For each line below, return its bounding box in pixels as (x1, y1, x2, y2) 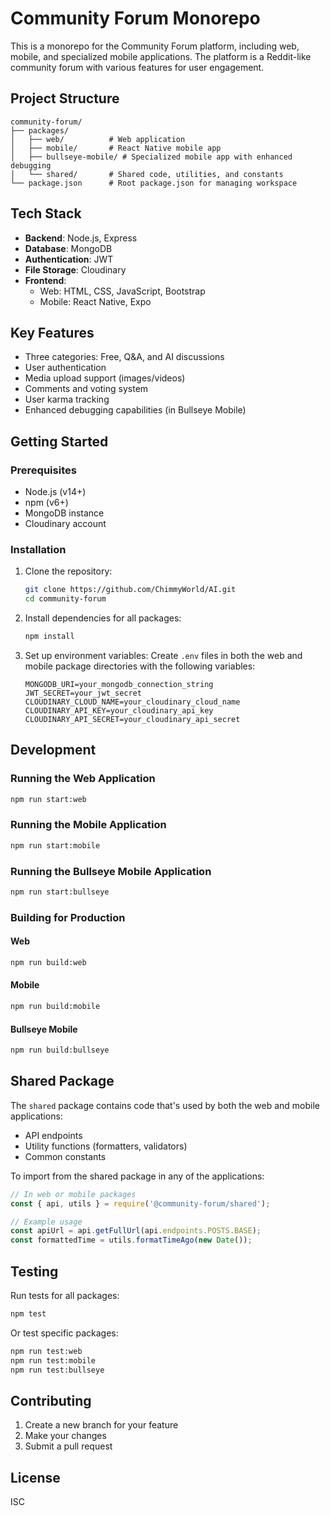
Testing (10, 1263, 59, 1280)
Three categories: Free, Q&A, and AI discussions (24, 351, 225, 363)
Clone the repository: (24, 565, 113, 577)
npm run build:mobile (10, 1002, 101, 1012)
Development (10, 742, 97, 759)
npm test (10, 1309, 47, 1319)
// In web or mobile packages (10, 1189, 137, 1199)
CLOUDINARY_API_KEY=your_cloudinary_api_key (24, 705, 214, 716)
